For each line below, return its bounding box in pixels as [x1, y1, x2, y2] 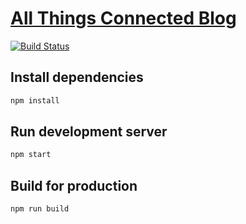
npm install [10, 95, 60, 106]
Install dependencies [10, 69, 144, 86]
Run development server [10, 123, 168, 141]
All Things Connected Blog [10, 7, 237, 30]
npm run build [10, 204, 70, 214]
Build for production [10, 177, 138, 194]
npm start [10, 150, 52, 160]
